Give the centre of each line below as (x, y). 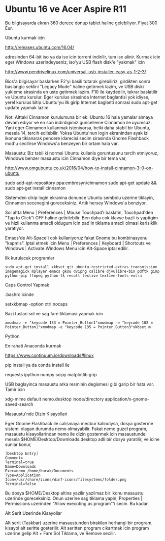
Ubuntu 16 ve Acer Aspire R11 (66, 9)
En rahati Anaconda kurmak (33, 345)
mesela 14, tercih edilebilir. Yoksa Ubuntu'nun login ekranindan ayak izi (77, 133)
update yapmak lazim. (28, 107)
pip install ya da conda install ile (37, 365)
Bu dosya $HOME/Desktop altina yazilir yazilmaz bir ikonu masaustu (74, 493)
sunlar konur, (18, 444)
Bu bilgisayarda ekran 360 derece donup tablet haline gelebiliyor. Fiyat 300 (81, 23)
